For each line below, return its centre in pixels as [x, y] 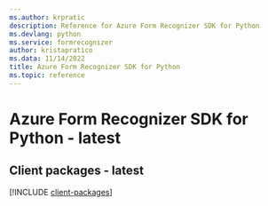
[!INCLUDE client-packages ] [61, 192]
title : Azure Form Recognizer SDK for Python [95, 67]
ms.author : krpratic [47, 17]
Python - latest [65, 138]
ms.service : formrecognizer [61, 42]
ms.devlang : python [45, 34]
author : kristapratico [51, 51]
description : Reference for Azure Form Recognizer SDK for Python [134, 26]
